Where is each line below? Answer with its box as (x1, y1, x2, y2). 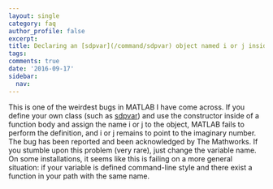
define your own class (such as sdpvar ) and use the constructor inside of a (8, 110, 260, 120)
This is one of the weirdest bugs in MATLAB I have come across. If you (8, 102, 245, 112)
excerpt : (8, 34, 38, 43)
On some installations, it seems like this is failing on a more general (8, 153, 233, 163)
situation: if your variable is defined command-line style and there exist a (8, 162, 253, 172)
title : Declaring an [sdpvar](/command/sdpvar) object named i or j (8, 42, 245, 50)
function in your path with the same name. (8, 171, 150, 181)
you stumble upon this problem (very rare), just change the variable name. (8, 145, 258, 155)
